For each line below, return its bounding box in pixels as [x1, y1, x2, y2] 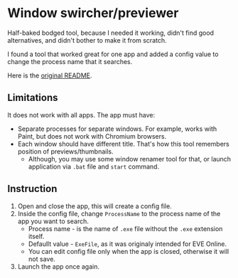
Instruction [7, 183, 58, 195]
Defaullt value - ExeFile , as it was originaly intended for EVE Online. [28, 240, 227, 248]
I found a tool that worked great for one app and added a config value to [7, 50, 219, 58]
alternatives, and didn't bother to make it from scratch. [7, 36, 167, 44]
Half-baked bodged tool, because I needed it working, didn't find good [7, 28, 215, 37]
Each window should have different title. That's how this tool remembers [17, 139, 229, 148]
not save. [28, 255, 55, 263]
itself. [28, 232, 45, 240]
